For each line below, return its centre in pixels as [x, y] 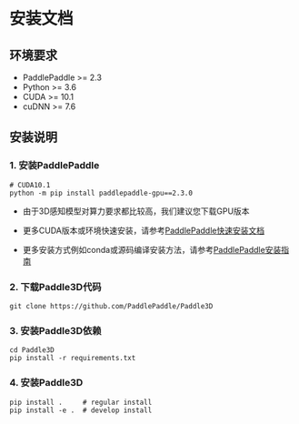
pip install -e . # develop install [81, 410]
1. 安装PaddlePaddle [55, 166]
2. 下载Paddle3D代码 [55, 287]
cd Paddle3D [32, 350]
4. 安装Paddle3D [46, 383]
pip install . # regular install [81, 402]
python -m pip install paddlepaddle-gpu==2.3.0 [101, 193]
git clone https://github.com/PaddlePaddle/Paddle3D [111, 306]
